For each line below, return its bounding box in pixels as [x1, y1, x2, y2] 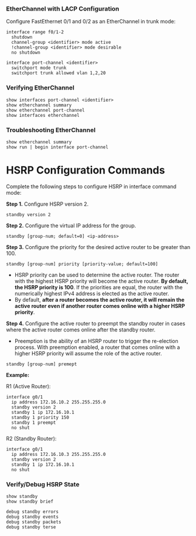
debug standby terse [6, 524, 57, 530]
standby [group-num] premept [6, 361, 77, 367]
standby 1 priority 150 [11, 414, 69, 420]
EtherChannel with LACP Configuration [6, 5, 120, 13]
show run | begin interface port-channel [6, 144, 109, 150]
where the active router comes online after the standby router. [6, 326, 156, 333]
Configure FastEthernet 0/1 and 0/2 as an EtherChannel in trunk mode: [6, 18, 176, 25]
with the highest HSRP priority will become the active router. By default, [14, 277, 188, 285]
